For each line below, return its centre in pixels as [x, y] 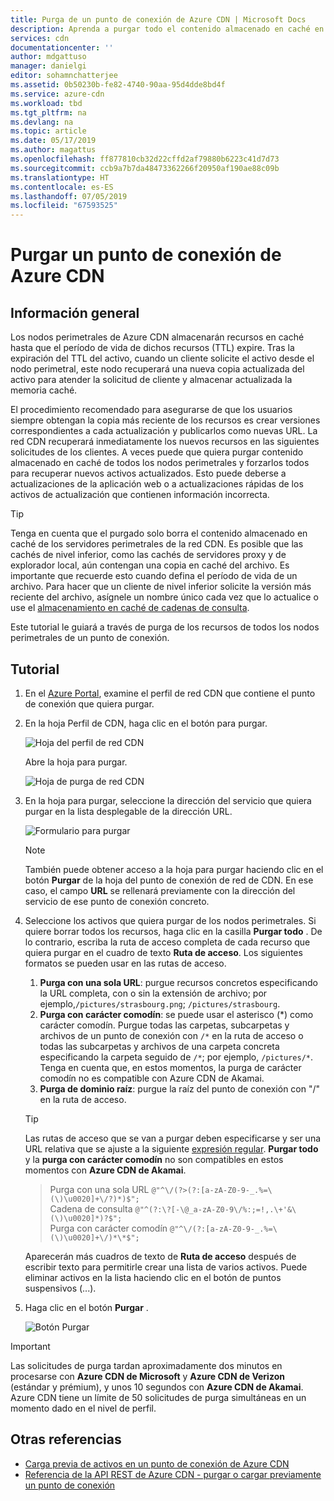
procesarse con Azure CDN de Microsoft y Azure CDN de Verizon [147, 1376]
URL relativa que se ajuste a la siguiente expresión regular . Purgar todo [171, 1148]
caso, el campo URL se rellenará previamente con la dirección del [160, 890]
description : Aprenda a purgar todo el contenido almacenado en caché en [167, 29]
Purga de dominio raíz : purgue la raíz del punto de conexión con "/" [180, 1088]
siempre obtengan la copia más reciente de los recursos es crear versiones [165, 420]
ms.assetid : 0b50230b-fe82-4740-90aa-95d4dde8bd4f [118, 85]
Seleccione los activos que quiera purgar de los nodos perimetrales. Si [170, 920]
